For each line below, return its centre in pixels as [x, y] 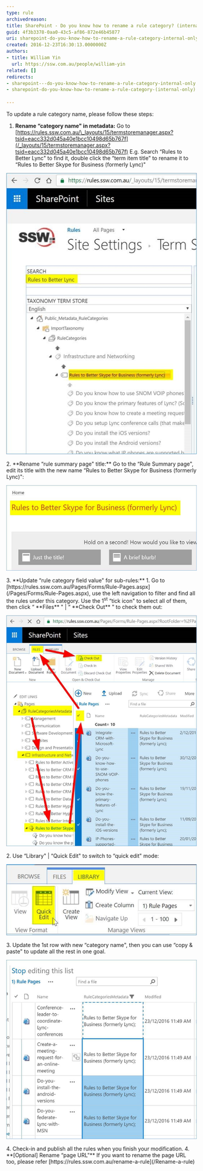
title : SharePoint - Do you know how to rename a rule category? [90, 25]
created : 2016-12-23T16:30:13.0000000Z [56, 45]
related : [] [21, 70]
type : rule [20, 13]
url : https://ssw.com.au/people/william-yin [69, 64]
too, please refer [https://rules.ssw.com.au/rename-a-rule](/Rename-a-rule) [101, 1161]
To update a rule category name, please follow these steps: [80, 114]
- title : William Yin [34, 58]
